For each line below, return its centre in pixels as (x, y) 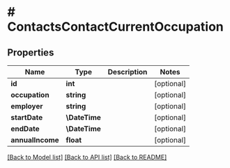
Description (128, 72)
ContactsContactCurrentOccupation (116, 27)
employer (27, 106)
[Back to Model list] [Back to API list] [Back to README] (87, 157)
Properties (31, 52)
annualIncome (35, 140)
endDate (25, 129)
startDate (27, 117)
